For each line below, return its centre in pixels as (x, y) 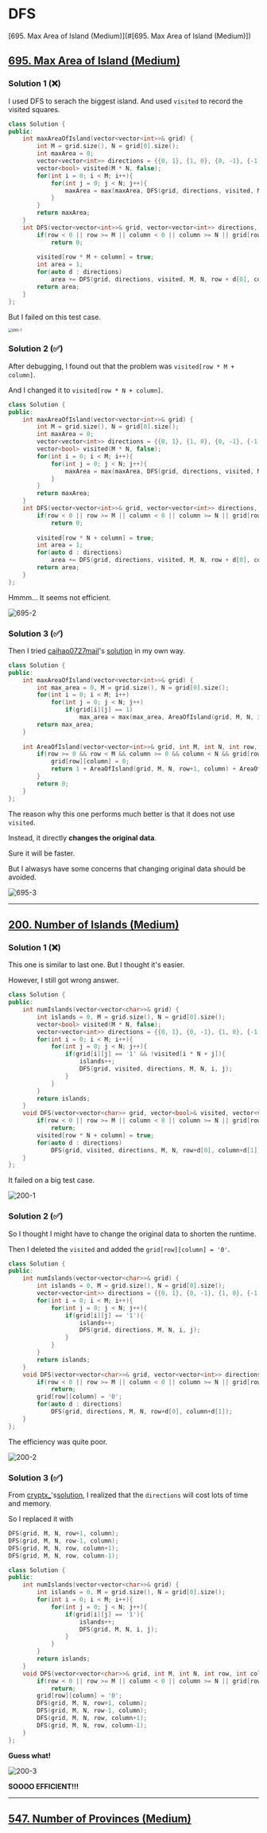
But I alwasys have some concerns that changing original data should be (127, 868)
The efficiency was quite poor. (58, 1441)
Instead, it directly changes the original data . (83, 837)
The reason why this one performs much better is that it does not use (122, 813)
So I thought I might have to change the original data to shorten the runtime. (132, 1234)
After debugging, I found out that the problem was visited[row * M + (122, 366)
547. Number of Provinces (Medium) (100, 1818)
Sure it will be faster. (42, 853)
